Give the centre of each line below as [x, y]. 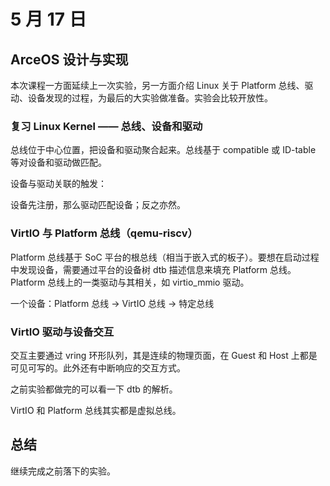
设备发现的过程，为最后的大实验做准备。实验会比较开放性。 [150, 98]
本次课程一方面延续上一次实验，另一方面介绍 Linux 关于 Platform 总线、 [157, 85]
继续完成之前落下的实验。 [63, 471]
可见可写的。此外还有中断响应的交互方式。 [98, 367]
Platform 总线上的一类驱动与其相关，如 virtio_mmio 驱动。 [130, 282]
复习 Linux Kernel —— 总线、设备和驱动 [106, 126]
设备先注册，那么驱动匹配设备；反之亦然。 [98, 205]
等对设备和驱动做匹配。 [58, 162]
